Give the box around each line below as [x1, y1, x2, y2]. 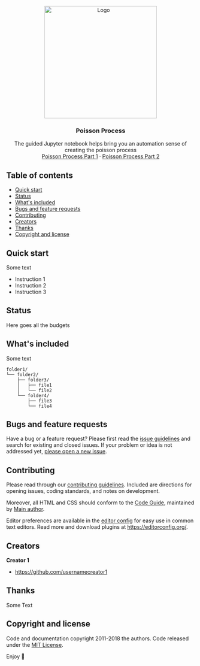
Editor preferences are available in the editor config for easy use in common [6, 517, 194, 524]
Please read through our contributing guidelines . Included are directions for [6, 481, 192, 488]
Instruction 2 [14, 281, 47, 289]
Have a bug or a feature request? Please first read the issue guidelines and [6, 435, 190, 443]
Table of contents [6, 170, 73, 180]
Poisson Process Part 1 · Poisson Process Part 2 [41, 153, 160, 160]
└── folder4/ [17, 392, 50, 398]
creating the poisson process [65, 147, 137, 154]
